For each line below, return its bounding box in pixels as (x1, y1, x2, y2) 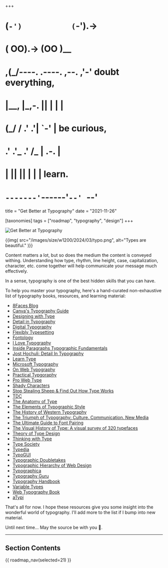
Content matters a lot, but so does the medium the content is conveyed (5, 252, 151, 258)
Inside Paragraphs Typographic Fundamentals (12, 345, 107, 351)
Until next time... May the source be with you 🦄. (5, 524, 102, 530)
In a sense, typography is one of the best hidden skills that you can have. (5, 278, 156, 284)
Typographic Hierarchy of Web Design (12, 462, 91, 469)
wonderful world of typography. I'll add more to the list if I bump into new (5, 509, 156, 515)
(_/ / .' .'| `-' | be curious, (5, 122, 107, 134)
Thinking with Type (12, 436, 52, 442)
